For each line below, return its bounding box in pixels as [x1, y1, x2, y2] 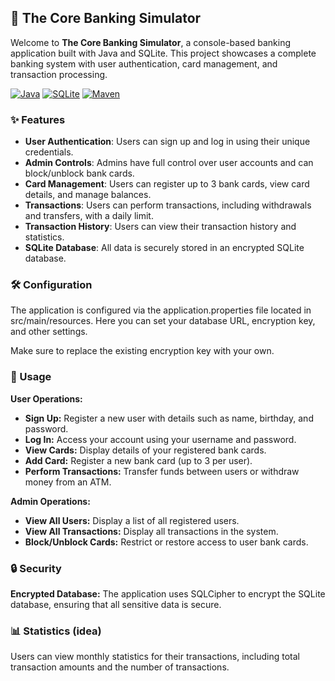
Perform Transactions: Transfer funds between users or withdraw [24, 465, 300, 477]
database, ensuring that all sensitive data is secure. [10, 599, 222, 610]
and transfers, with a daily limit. [24, 210, 154, 222]
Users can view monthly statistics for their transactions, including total [10, 651, 300, 663]
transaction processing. [10, 68, 108, 80]
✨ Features [10, 112, 66, 126]
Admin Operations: [10, 495, 91, 507]
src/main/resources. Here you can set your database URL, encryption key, [10, 315, 316, 327]
